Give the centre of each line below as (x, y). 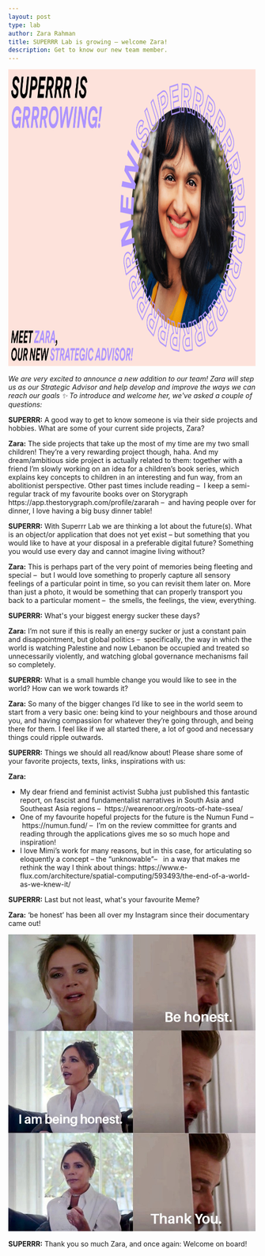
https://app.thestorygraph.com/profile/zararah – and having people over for (132, 503)
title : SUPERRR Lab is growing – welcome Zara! (88, 42)
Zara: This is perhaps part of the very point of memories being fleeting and (131, 567)
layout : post (30, 17)
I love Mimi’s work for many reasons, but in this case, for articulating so (135, 851)
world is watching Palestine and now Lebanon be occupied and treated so (129, 648)
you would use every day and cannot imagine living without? (107, 552)
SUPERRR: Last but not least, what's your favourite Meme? (104, 900)
